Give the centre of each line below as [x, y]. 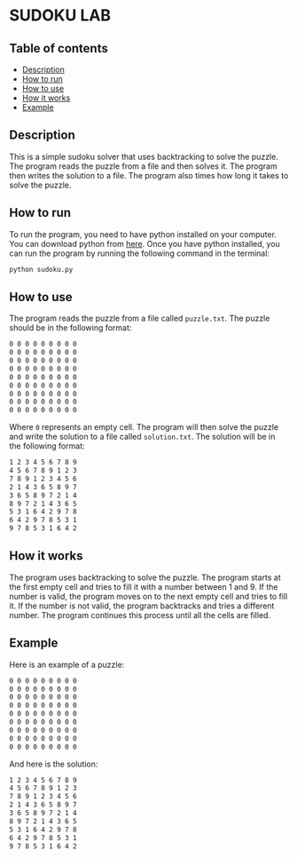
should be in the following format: [70, 328]
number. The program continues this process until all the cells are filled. [140, 615]
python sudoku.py [41, 269]
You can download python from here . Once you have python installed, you [145, 243]
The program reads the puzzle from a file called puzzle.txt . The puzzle [140, 318]
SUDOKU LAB [60, 16]
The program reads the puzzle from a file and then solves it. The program [143, 166]
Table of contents [59, 48]
